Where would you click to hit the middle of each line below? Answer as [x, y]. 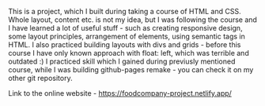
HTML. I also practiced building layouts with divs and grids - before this [125, 45]
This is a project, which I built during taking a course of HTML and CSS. [125, 11]
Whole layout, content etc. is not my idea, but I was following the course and [132, 20]
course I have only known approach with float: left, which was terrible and [129, 53]
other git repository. [40, 78]
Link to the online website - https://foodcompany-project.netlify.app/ [120, 93]
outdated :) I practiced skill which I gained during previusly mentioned [122, 61]
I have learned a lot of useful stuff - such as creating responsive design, [125, 28]
